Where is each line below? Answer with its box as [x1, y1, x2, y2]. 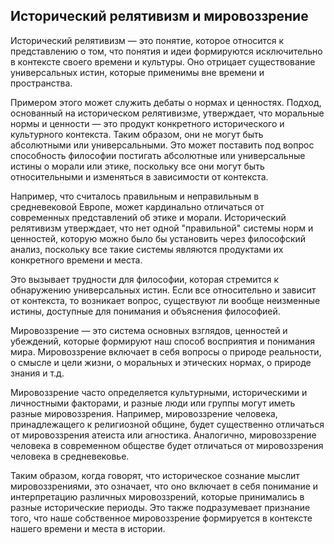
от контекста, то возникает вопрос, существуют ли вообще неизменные [10, 294, 321, 306]
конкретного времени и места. [10, 254, 143, 266]
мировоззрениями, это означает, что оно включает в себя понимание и [10, 480, 319, 492]
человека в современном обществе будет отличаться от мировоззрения [10, 439, 324, 451]
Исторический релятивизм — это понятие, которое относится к [10, 34, 285, 46]
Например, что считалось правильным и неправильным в [10, 190, 260, 202]
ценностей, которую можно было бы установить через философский [10, 232, 307, 244]
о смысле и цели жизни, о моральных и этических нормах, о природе [10, 356, 312, 368]
